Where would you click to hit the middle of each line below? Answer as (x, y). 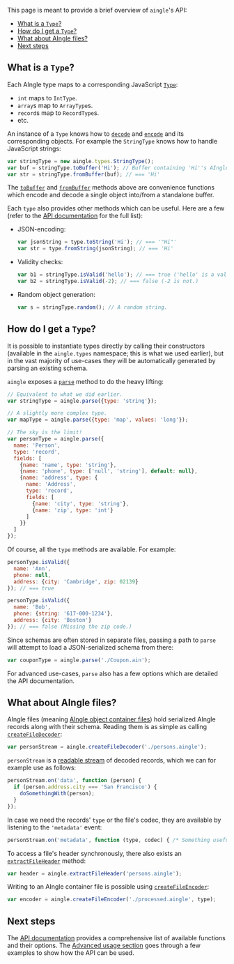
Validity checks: (40, 262)
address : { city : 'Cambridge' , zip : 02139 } (76, 581)
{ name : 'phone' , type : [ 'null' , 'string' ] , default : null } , (109, 471)
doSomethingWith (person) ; (57, 794)
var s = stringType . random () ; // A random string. (92, 307)
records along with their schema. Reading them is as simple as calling (107, 727)
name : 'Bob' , (32, 607)
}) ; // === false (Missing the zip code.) (70, 627)
